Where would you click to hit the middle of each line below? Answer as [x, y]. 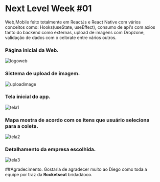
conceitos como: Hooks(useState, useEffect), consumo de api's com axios [80, 27]
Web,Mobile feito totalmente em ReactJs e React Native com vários [73, 22]
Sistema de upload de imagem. [43, 74]
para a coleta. [22, 126]
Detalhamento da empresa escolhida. [50, 149]
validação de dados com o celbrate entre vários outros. [61, 38]
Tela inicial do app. [28, 97]
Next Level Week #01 [48, 9]
